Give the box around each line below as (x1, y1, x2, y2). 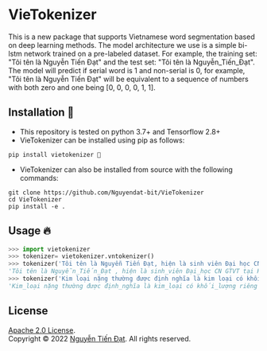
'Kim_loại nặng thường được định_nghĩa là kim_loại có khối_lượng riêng (8, 282, 258, 290)
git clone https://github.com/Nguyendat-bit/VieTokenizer (8, 189, 204, 197)
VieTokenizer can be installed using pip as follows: (19, 135, 185, 145)
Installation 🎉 (8, 106, 75, 119)
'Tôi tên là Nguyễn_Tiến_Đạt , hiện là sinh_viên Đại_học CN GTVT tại (8, 267, 254, 275)
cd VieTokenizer (8, 195, 62, 204)
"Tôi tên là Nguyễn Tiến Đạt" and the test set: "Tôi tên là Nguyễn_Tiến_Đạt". (8, 57, 256, 67)
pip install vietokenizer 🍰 (8, 150, 102, 158)
